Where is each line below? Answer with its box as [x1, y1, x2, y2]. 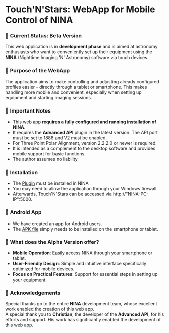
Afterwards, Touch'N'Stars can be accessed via [12, 191, 112, 197]
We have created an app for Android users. [12, 220, 102, 227]
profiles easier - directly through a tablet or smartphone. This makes [5, 84, 147, 90]
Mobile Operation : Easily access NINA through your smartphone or [12, 250, 153, 256]
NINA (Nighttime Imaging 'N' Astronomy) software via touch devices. [5, 54, 149, 61]
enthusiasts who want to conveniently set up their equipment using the [5, 49, 153, 55]
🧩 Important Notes [5, 107, 51, 114]
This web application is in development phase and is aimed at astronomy [5, 44, 158, 50]
